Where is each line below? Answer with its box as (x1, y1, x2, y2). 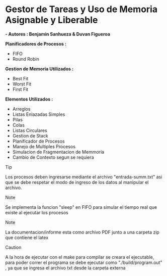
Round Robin (12, 56, 39, 62)
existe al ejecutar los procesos (5, 209, 69, 215)
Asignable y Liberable (5, 14, 98, 26)
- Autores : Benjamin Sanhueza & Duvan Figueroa (5, 31, 111, 37)
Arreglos (12, 106, 31, 112)
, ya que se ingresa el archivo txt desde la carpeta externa (5, 264, 126, 271)
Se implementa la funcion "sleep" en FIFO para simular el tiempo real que (5, 204, 157, 210)
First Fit (12, 86, 29, 92)
